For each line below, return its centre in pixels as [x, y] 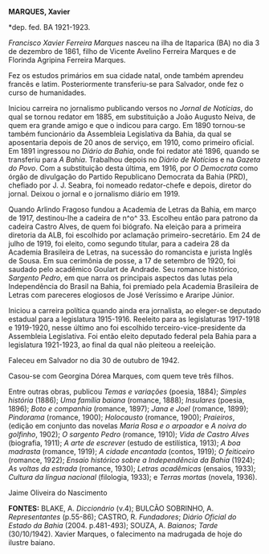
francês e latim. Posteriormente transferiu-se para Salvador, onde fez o [126, 84]
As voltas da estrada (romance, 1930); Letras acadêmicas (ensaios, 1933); [132, 469]
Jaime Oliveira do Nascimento [58, 493]
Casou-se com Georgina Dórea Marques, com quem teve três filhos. [121, 376]
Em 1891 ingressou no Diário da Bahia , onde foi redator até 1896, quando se [134, 151]
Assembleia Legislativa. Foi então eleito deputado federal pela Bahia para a [132, 336]
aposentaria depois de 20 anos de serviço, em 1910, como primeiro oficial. [131, 143]
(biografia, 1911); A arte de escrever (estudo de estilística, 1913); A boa [124, 443]
